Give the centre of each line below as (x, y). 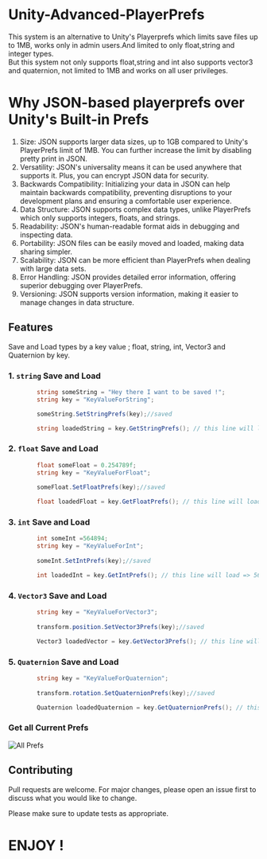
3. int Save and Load (49, 522)
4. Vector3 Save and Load (58, 595)
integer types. (31, 53)
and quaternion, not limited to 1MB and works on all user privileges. (118, 70)
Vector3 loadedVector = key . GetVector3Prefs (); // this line (140, 641)
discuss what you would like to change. (73, 798)
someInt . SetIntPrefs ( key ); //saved (94, 561)
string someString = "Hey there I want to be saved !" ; (131, 392)
